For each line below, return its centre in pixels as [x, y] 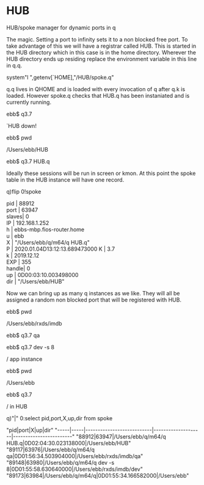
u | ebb [15, 235]
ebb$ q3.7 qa [23, 335]
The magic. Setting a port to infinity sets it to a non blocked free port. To [97, 39]
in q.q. [14, 65]
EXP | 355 [19, 262]
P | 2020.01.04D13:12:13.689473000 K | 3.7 [60, 249]
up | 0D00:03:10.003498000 [42, 275]
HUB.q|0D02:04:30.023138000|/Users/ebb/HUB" [69, 443]
